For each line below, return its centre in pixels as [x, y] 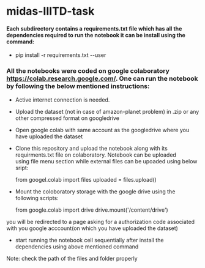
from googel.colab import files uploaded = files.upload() [86, 179]
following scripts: [37, 198]
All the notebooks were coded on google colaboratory [88, 71]
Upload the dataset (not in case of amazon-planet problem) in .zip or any [107, 111]
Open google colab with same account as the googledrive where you [102, 130]
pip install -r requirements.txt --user [61, 55]
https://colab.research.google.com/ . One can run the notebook [102, 79]
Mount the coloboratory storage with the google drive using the [95, 192]
